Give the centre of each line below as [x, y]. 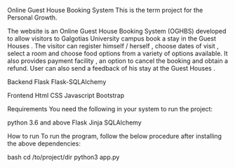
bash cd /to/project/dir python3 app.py [63, 157]
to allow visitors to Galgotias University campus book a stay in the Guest [112, 38]
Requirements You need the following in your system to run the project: [110, 109]
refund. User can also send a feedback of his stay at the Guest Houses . [111, 68]
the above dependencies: [44, 143]
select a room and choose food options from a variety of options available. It [117, 53]
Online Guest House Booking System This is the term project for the [105, 10]
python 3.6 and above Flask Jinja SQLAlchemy [74, 122]
